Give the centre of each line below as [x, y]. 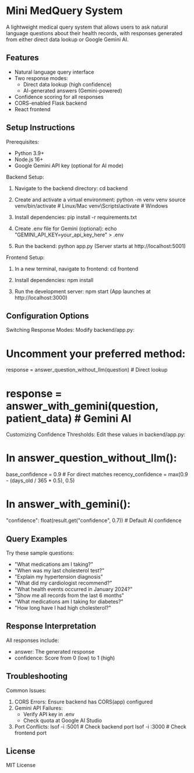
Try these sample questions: [40, 553]
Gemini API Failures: [38, 708]
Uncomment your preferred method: [96, 354]
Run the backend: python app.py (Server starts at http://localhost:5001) [100, 246]
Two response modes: [41, 78]
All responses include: [33, 640]
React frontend [32, 109]
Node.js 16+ [29, 159]
